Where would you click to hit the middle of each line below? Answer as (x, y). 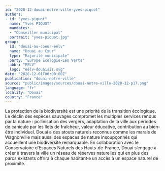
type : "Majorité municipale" (39, 56)
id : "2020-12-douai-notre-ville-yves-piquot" (52, 10)
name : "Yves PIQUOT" (31, 23)
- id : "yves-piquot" (26, 19)
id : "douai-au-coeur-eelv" (37, 46)
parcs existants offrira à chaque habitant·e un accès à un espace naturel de (82, 158)
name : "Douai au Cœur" (33, 51)
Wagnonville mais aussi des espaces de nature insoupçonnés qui (71, 137)
